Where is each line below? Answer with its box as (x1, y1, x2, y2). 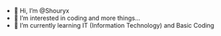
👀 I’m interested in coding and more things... (13, 14, 140, 22)
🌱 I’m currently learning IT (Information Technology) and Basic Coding (13, 21, 215, 29)
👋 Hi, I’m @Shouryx (13, 7, 69, 15)
